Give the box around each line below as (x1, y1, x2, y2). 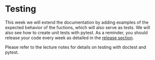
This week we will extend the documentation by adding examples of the (5, 19, 149, 25)
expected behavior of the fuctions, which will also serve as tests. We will (5, 24, 151, 30)
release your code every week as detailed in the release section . (5, 35, 134, 41)
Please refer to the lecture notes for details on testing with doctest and (5, 44, 147, 50)
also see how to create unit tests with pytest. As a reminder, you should (5, 30, 148, 35)
